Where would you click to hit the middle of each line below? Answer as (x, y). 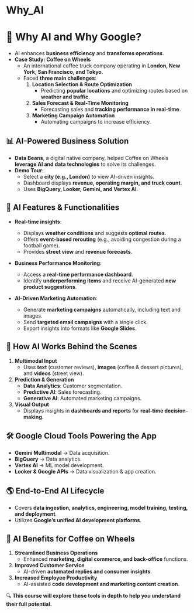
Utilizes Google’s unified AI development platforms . (78, 520)
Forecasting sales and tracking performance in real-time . (111, 110)
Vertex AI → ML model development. (59, 465)
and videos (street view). (53, 373)
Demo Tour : (29, 170)
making (32, 417)
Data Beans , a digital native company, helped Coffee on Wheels (91, 158)
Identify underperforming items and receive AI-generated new (100, 280)
